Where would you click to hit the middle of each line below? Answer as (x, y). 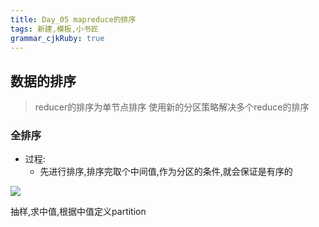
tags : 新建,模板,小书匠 (54, 29)
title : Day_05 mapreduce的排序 (73, 19)
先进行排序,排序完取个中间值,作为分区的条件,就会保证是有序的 (166, 172)
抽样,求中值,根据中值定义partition (78, 212)
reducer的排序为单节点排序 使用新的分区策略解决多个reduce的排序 (172, 107)
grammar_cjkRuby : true (57, 38)
